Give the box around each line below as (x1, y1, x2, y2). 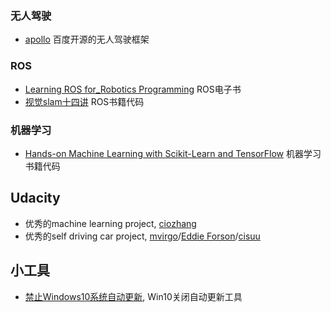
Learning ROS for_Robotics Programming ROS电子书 (24, 83, 242, 95)
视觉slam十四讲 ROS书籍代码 (24, 95, 145, 107)
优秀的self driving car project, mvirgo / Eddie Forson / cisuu (24, 230, 261, 242)
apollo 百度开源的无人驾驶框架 (24, 33, 150, 46)
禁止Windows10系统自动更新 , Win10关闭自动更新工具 (24, 290, 243, 302)
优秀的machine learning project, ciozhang (24, 217, 197, 229)
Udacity (10, 190, 61, 207)
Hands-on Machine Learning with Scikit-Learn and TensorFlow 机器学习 (24, 147, 322, 159)
